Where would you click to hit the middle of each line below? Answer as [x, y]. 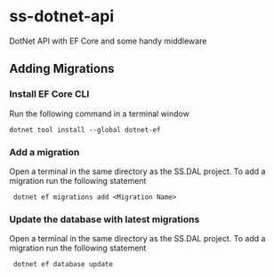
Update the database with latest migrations [105, 219]
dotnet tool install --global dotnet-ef [85, 130]
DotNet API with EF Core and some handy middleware [108, 41]
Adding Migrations [62, 69]
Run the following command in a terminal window [99, 114]
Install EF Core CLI [49, 94]
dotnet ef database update [63, 265]
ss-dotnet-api [62, 16]
